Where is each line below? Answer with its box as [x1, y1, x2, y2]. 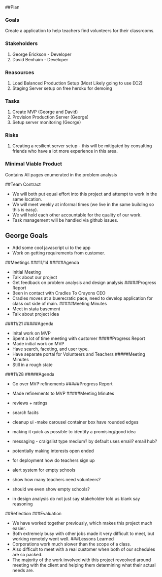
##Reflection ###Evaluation [5, 510, 62, 516]
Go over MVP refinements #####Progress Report [12, 380, 113, 387]
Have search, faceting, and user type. [12, 346, 89, 352]
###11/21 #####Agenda [5, 321, 54, 327]
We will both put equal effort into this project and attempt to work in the [12, 191, 158, 197]
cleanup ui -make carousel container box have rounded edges [12, 419, 139, 425]
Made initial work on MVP [12, 340, 65, 346]
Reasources [5, 69, 34, 76]
